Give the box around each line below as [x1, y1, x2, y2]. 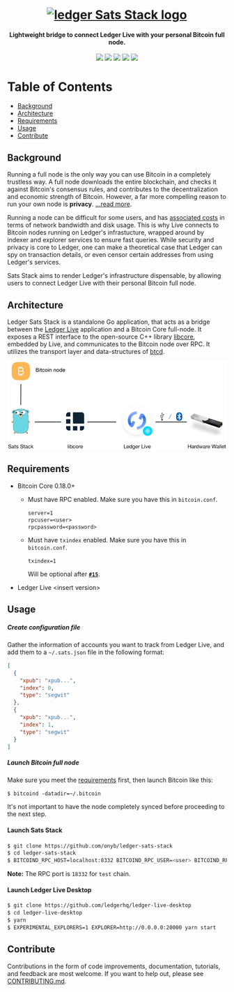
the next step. [7, 810, 47, 818]
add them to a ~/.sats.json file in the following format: [7, 648, 165, 656]
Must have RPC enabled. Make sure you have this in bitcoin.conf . [27, 495, 218, 503]
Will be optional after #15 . [27, 570, 100, 578]
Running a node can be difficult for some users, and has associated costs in [7, 214, 225, 222]
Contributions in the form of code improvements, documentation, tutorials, [7, 962, 221, 970]
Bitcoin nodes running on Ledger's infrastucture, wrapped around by [7, 228, 204, 237]
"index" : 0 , [19, 684, 54, 691]
